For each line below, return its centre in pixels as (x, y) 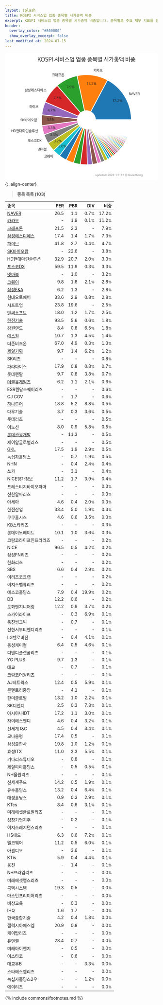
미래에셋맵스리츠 (23, 880)
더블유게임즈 (19, 382)
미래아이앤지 (19, 948)
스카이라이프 (19, 614)
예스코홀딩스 (19, 592)
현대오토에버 (19, 297)
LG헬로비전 (18, 637)
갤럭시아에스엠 (21, 925)
